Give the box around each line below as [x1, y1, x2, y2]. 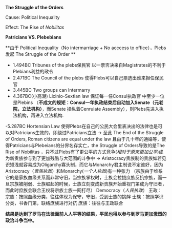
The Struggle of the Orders [5, 5, 64, 10]
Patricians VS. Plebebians [5, 34, 61, 40]
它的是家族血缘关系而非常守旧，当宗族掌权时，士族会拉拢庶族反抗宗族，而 [5, 174, 162, 180]
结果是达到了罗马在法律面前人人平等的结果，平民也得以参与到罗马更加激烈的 [5, 211, 167, 217]
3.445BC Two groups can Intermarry [12, 87, 91, 93]
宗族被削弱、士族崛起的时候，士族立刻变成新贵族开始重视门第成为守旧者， [9, 181, 167, 186]
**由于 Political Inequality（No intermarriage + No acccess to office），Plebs [5, 45, 166, 51]
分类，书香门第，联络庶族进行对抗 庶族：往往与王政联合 [5, 200, 123, 206]
